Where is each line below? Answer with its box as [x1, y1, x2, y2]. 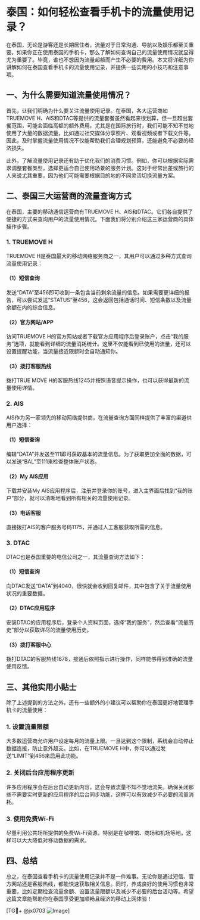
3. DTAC [6, 539, 30, 547]
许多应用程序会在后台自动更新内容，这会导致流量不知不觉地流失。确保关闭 [6, 783, 189, 790]
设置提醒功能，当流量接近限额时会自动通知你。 [6, 348, 121, 355]
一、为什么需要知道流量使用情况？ [6, 90, 132, 100]
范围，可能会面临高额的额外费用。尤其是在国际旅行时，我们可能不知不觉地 [11, 122, 194, 129]
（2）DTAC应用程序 [6, 604, 55, 611]
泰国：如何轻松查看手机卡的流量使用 [6, 5, 184, 19]
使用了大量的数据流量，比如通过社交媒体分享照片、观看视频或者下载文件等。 [6, 129, 194, 136]
